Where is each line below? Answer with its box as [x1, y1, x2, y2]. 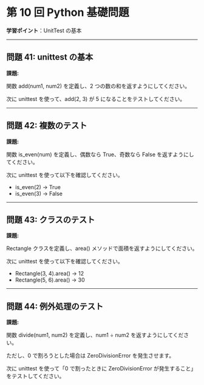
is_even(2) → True [15, 183, 61, 190]
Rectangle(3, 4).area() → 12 [15, 270, 84, 277]
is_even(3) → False [15, 190, 63, 197]
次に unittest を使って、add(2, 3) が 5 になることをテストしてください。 [6, 95, 186, 102]
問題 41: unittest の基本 [6, 52, 93, 63]
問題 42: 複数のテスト [6, 120, 87, 131]
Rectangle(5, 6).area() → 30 [15, 276, 85, 283]
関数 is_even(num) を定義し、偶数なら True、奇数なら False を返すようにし [6, 150, 194, 158]
